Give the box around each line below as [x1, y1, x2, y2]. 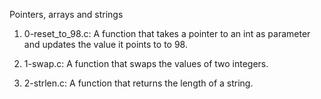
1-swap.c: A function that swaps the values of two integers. [23, 58, 269, 69]
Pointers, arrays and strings [9, 9, 124, 20]
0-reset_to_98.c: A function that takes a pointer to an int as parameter [23, 28, 311, 39]
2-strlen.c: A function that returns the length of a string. [23, 77, 254, 89]
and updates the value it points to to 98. [23, 39, 188, 50]
